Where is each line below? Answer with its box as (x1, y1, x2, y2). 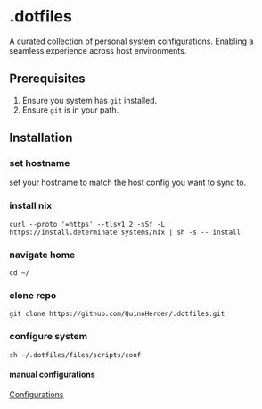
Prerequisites (9, 71, 86, 87)
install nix (9, 199, 53, 212)
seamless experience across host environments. (9, 45, 187, 55)
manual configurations (9, 369, 95, 380)
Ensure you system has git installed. (21, 95, 158, 105)
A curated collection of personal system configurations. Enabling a (9, 36, 254, 46)
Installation (9, 130, 73, 146)
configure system (9, 330, 88, 343)
